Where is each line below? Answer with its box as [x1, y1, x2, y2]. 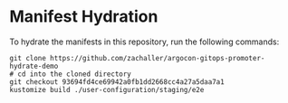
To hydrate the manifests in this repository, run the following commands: [9, 36, 280, 47]
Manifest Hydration [9, 6, 158, 27]
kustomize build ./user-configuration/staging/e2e [9, 85, 205, 94]
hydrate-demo [9, 61, 59, 70]
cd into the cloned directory [17, 70, 131, 79]
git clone [9, 53, 47, 62]
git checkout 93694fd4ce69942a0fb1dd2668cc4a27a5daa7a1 [9, 77, 225, 87]
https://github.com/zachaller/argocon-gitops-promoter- [49, 53, 265, 62]
